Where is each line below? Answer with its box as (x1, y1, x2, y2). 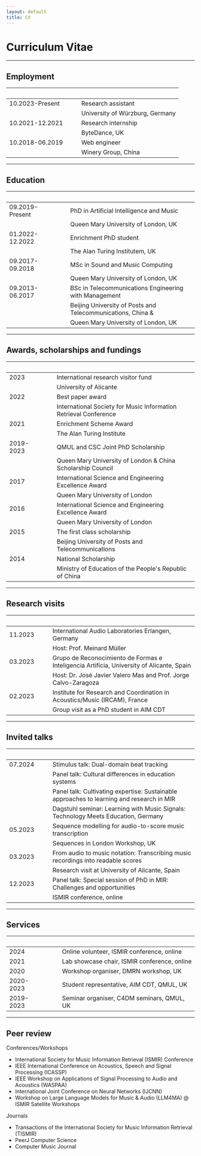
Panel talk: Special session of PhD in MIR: (52, 876, 169, 884)
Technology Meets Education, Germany (52, 811, 163, 820)
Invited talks (6, 732, 53, 742)
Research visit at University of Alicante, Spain (52, 865, 181, 874)
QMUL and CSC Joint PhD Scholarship (56, 442, 165, 451)
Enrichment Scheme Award (56, 420, 133, 428)
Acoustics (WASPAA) (14, 1082, 68, 1089)
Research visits (6, 598, 65, 609)
